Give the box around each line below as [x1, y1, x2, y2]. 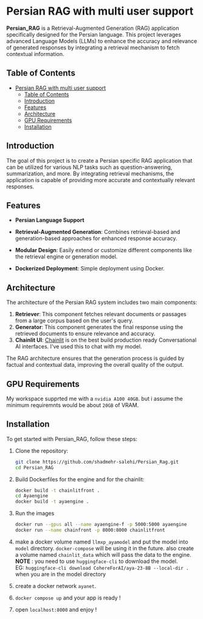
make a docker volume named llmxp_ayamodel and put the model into [15, 538, 188, 545]
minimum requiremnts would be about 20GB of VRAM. [6, 401, 139, 409]
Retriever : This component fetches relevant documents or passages [15, 311, 187, 318]
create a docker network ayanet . [15, 582, 96, 589]
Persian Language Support [15, 216, 84, 224]
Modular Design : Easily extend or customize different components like [15, 247, 193, 254]
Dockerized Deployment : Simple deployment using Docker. [15, 265, 165, 272]
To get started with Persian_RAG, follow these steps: [6, 435, 138, 442]
